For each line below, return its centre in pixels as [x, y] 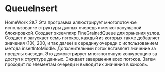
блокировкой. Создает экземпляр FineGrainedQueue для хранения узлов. [83, 33]
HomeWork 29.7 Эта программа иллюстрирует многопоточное [71, 22]
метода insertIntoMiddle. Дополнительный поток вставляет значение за [81, 48]
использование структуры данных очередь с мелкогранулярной [73, 27]
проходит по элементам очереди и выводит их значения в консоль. [77, 64]
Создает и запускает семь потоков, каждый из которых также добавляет [82, 38]
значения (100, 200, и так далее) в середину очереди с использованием [82, 43]
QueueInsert [31, 9]
